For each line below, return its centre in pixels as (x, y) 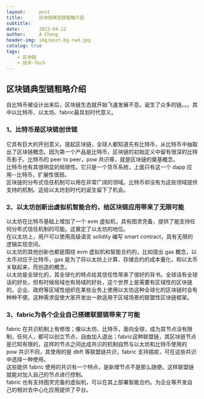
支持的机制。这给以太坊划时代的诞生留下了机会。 (67, 190)
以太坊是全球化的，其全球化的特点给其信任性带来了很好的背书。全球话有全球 (102, 274)
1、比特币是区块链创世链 (42, 130)
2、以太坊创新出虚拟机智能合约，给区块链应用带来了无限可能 (95, 207)
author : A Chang (32, 35)
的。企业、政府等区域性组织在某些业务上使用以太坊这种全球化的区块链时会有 (102, 290)
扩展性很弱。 (53, 175)
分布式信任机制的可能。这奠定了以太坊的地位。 (70, 229)
